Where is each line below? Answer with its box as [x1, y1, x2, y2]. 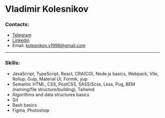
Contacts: [5, 21, 29, 28]
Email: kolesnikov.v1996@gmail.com [12, 43, 86, 49]
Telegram [12, 32, 32, 38]
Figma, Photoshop [12, 107, 50, 113]
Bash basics [12, 102, 37, 108]
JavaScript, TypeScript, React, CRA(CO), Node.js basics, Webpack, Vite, [12, 70, 159, 77]
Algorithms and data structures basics [12, 91, 90, 97]
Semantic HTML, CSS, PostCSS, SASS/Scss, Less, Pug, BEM [12, 81, 135, 87]
